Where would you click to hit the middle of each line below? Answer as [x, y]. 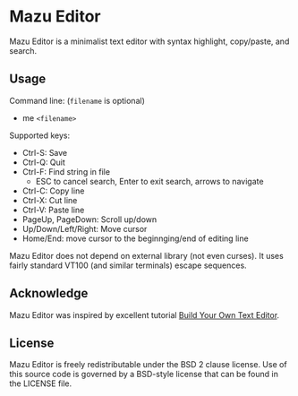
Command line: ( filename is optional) [77, 100]
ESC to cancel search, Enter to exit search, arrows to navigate [149, 181]
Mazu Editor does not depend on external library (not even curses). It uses [146, 255]
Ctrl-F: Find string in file [66, 171]
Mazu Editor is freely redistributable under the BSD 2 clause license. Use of [149, 365]
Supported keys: [39, 135]
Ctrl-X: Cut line [50, 200]
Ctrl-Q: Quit [43, 162]
